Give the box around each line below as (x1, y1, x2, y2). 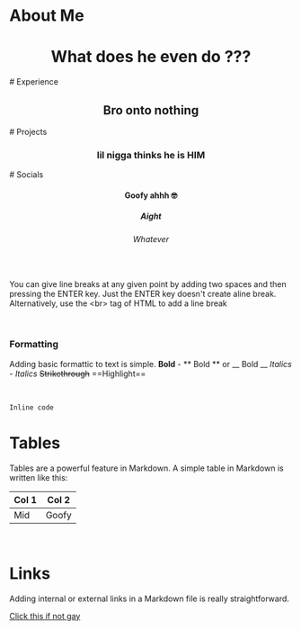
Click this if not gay (9, 610, 81, 621)
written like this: (9, 472, 68, 482)
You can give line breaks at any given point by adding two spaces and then (9, 279, 288, 290)
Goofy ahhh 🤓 (124, 190, 178, 201)
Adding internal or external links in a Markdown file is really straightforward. (9, 593, 290, 604)
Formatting (9, 338, 59, 351)
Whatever (133, 233, 169, 244)
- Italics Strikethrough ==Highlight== (9, 368, 146, 379)
